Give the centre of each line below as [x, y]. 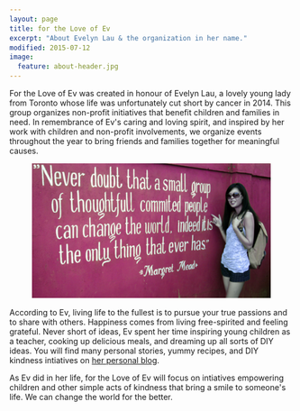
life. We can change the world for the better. [91, 397]
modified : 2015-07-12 [50, 48]
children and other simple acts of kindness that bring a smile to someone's [148, 387]
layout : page [34, 19]
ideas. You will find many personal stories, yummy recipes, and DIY [134, 351]
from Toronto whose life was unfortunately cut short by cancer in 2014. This [150, 103]
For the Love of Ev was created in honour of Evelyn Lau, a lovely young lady [150, 93]
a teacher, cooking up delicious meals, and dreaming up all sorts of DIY [141, 341]
